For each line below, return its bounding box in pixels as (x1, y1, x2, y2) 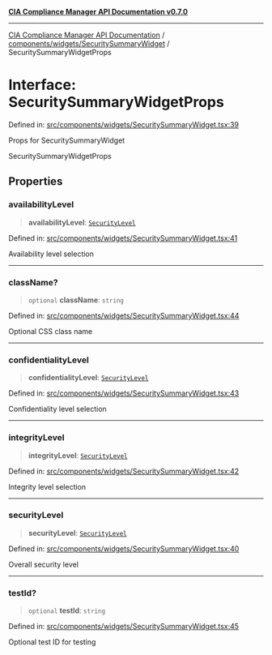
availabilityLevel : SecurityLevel (28, 217, 136, 227)
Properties (8, 174, 63, 189)
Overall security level (8, 559, 79, 569)
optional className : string (28, 295, 124, 305)
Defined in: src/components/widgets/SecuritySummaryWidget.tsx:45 (8, 622, 240, 631)
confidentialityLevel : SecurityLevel (28, 373, 149, 383)
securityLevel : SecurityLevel (28, 528, 127, 537)
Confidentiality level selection (8, 405, 107, 414)
